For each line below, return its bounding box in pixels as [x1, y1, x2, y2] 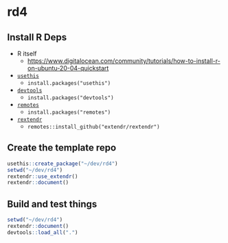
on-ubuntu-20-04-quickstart [27, 64, 109, 72]
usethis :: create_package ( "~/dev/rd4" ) [7, 160, 118, 167]
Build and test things [7, 198, 98, 209]
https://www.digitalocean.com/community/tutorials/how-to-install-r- [27, 57, 221, 65]
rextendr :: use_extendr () [7, 172, 78, 180]
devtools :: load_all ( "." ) [7, 229, 78, 236]
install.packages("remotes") [27, 109, 111, 116]
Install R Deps [7, 31, 67, 43]
